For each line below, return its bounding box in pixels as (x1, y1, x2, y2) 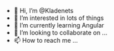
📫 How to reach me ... (13, 37, 78, 44)
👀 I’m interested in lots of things (13, 14, 104, 22)
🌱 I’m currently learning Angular (13, 21, 105, 29)
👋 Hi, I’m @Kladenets (13, 7, 74, 14)
